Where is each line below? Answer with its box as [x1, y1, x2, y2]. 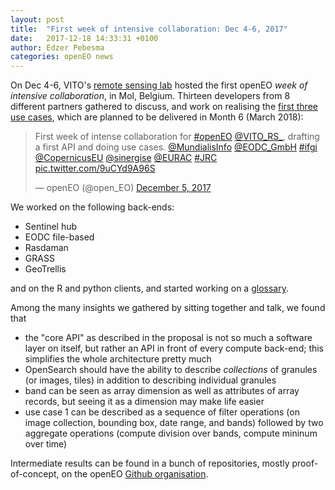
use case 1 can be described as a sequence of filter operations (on [24, 406, 300, 418]
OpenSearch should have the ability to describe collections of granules [24, 364, 318, 376]
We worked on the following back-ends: [10, 201, 175, 213]
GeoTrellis [24, 263, 67, 275]
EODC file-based [24, 231, 95, 243]
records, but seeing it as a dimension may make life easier [24, 396, 265, 408]
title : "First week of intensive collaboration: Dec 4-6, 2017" [10, 24, 288, 34]
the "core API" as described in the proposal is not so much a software [24, 332, 313, 344]
